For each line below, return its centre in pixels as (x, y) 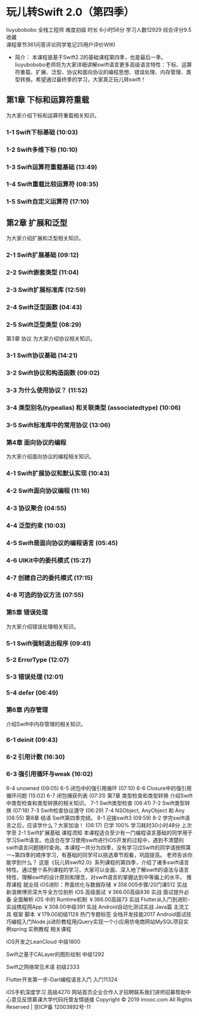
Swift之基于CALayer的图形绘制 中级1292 (55, 954)
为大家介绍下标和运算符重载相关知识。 (53, 115)
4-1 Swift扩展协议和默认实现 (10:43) (58, 473)
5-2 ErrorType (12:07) (38, 660)
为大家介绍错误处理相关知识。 (42, 626)
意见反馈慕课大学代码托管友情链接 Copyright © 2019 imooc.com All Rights (102, 999)
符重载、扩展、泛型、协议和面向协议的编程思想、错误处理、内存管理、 (100, 72)
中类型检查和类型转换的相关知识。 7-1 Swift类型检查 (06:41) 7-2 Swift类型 (96, 803)
